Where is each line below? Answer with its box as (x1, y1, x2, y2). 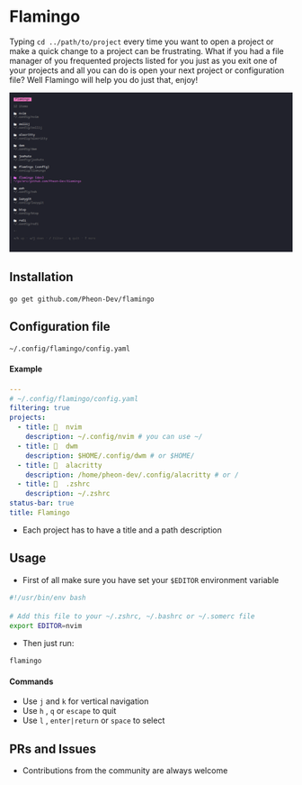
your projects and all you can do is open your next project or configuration (9, 65, 285, 76)
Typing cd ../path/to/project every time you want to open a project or (9, 36, 274, 47)
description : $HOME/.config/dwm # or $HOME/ (25, 451, 195, 461)
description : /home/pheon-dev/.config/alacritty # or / (25, 470, 240, 479)
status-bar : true (9, 498, 75, 508)
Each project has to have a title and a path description (22, 525, 223, 535)
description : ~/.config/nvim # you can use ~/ (25, 433, 203, 442)
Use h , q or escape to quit (22, 706, 117, 717)
